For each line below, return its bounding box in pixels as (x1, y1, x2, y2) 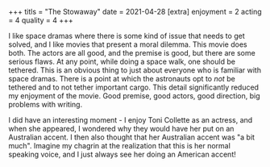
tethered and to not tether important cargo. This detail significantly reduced (8, 82, 260, 92)
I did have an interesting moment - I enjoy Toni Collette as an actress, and (8, 115, 253, 124)
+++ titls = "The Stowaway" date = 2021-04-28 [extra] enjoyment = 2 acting (8, 7, 262, 16)
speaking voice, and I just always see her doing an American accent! (8, 149, 236, 159)
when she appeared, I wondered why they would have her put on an (8, 124, 235, 133)
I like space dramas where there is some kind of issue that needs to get (8, 31, 245, 40)
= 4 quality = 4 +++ (8, 15, 74, 25)
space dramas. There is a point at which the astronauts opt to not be (8, 74, 235, 83)
